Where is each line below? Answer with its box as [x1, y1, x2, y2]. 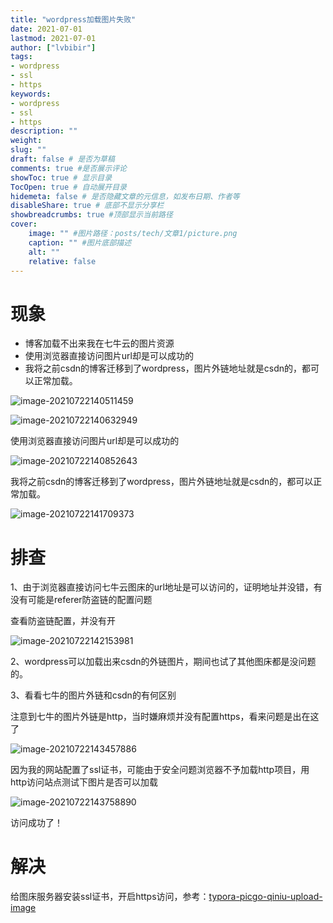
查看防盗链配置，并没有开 [10, 615, 116, 627]
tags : [10, 52, 33, 62]
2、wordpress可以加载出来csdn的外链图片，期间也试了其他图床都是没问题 [10, 656, 317, 668]
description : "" [10, 126, 78, 136]
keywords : [10, 89, 52, 99]
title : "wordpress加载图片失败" [10, 14, 137, 25]
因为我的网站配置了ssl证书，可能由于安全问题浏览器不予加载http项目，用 [10, 764, 310, 776]
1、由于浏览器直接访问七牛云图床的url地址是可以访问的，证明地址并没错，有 [10, 581, 323, 593]
